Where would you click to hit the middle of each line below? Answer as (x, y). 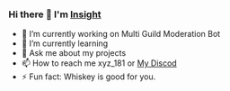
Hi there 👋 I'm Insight (55, 14)
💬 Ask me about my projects (74, 53)
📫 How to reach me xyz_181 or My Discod (99, 63)
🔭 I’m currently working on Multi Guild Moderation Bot (121, 34)
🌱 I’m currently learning (65, 43)
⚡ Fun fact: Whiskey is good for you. (88, 77)
